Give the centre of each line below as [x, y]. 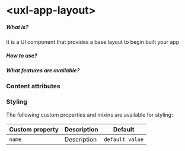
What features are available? [43, 70]
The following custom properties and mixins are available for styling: [90, 115]
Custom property [34, 129]
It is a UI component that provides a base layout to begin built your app [93, 42]
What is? [17, 27]
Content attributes [33, 86]
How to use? [22, 55]
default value [124, 139]
